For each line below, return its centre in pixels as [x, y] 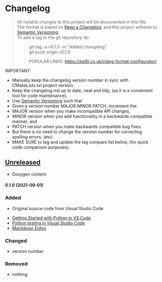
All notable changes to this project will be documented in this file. [82, 22]
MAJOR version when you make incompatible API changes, [71, 111]
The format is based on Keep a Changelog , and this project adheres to [87, 27]
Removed [16, 264]
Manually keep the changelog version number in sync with [70, 80]
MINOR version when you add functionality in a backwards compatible [82, 116]
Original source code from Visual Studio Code [58, 208]
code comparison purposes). [41, 147]
